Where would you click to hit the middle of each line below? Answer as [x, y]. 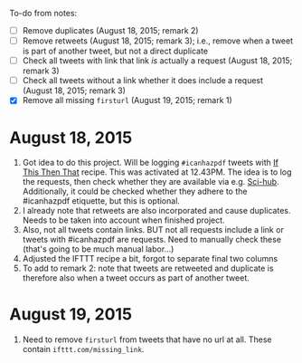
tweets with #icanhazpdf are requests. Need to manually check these [152, 240]
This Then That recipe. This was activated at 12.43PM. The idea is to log [157, 172]
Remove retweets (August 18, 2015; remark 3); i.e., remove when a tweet [158, 41]
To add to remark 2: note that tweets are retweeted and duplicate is [148, 268]
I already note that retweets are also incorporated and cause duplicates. [156, 211]
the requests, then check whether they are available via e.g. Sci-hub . [151, 182]
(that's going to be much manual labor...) [98, 249]
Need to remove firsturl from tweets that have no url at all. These [147, 339]
